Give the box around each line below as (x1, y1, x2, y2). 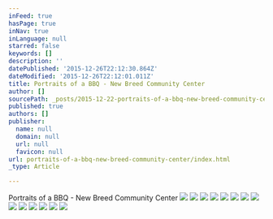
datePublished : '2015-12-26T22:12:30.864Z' (8, 65, 158, 73)
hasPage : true (8, 19, 57, 28)
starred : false (8, 42, 60, 50)
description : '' (8, 58, 63, 66)
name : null (15, 125, 53, 133)
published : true (8, 102, 63, 110)
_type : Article (8, 163, 60, 171)
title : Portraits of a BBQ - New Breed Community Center (8, 79, 206, 88)
